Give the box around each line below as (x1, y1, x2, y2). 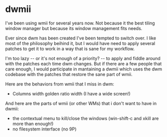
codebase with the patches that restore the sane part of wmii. (5, 71, 133, 77)
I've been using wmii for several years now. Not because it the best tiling (5, 20, 155, 26)
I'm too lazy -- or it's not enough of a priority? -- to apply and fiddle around (5, 55, 160, 61)
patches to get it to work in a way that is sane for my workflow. (5, 45, 135, 51)
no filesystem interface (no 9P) (12, 126, 77, 132)
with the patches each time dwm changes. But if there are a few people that (5, 60, 162, 66)
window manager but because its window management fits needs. (5, 25, 142, 31)
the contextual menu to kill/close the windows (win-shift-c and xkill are (12, 115, 159, 121)
